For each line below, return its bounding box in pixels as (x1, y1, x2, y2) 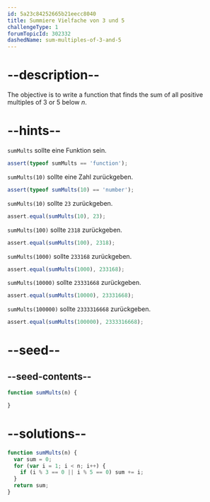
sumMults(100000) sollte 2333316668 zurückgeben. (7, 305, 151, 313)
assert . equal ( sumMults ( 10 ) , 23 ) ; (7, 213, 106, 220)
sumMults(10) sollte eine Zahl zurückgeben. (7, 173, 134, 181)
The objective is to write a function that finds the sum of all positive (7, 91, 204, 99)
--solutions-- (7, 426, 87, 442)
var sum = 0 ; (13, 455, 52, 463)
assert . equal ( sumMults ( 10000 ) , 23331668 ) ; (7, 292, 134, 299)
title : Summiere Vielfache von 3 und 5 (7, 17, 125, 24)
